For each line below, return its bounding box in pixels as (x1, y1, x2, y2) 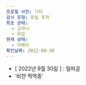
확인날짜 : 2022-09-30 (6, 48, 55, 54)
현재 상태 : (6, 37, 28, 42)
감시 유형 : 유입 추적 (6, 14, 50, 20)
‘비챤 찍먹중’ (14, 72, 43, 80)
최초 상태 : (6, 20, 28, 26)
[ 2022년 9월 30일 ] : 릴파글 (14, 65, 81, 72)
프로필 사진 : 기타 (6, 8, 43, 15)
